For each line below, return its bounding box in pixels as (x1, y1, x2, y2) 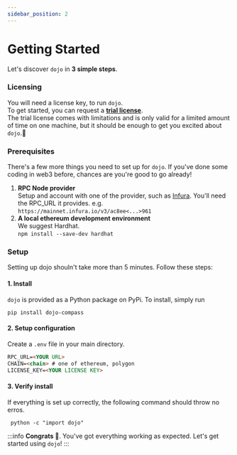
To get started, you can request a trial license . (7, 106, 143, 114)
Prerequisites (7, 146, 55, 156)
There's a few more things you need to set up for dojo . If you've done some (7, 163, 228, 171)
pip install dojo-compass (7, 309, 84, 316)
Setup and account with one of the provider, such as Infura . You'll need (17, 191, 226, 200)
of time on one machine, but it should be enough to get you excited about (7, 121, 222, 129)
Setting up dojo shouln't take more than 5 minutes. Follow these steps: (7, 263, 213, 272)
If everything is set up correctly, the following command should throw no (7, 397, 220, 406)
